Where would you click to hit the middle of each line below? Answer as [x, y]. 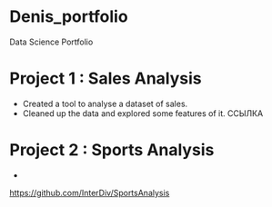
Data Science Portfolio [51, 42]
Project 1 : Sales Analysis [106, 79]
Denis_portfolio [69, 17]
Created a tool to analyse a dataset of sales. [105, 103]
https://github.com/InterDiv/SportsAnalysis [90, 192]
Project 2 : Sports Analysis [112, 150]
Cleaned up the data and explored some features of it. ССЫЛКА [143, 113]
